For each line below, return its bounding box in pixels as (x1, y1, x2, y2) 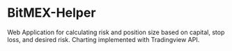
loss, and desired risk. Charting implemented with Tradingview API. (7, 35, 200, 43)
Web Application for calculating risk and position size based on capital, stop (7, 28, 225, 36)
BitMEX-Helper (7, 5, 96, 21)
